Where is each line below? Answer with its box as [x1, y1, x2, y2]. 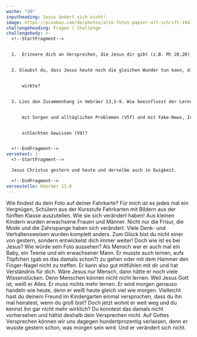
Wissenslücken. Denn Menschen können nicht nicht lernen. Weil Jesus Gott [6, 274, 189, 281]
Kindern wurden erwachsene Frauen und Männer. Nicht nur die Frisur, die [6, 218, 184, 225]
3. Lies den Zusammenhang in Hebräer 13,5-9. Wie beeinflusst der [11, 98, 177, 104]
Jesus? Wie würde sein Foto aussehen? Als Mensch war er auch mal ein [6, 243, 181, 250]
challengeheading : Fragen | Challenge [6, 25, 101, 31]
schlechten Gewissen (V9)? [21, 130, 88, 136]
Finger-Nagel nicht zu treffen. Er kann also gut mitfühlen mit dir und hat [6, 261, 178, 268]
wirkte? [21, 83, 41, 88]
